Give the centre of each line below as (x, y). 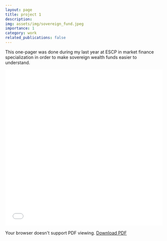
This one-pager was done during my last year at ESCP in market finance (79, 52)
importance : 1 (20, 28)
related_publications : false (35, 38)
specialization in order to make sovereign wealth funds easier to (71, 57)
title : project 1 (23, 14)
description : (19, 19)
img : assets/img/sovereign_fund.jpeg (44, 24)
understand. (18, 62)
